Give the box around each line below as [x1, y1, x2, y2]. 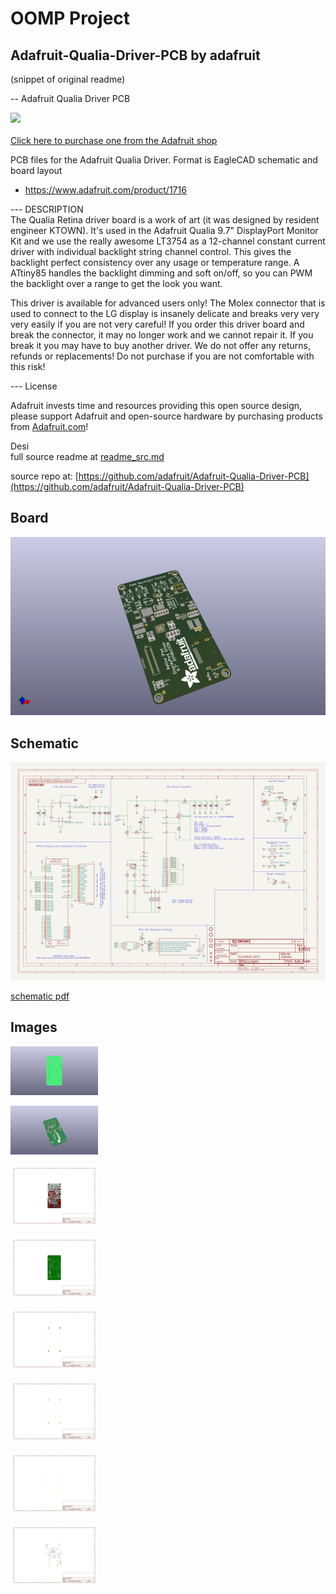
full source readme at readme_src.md [10, 451, 165, 462]
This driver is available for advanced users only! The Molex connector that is [10, 297, 326, 309]
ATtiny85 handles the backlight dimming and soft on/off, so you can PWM [10, 267, 313, 279]
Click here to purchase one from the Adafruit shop [10, 135, 218, 146]
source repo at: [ [10, 470, 79, 482]
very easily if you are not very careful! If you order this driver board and [10, 318, 305, 330]
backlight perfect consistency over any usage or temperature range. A [10, 257, 300, 268]
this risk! [10, 361, 46, 372]
